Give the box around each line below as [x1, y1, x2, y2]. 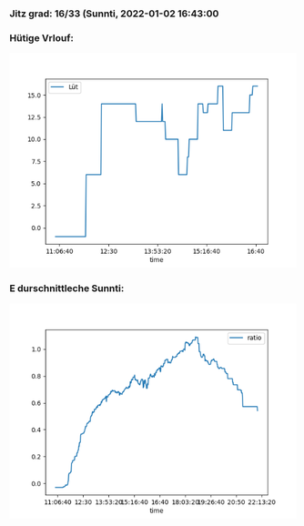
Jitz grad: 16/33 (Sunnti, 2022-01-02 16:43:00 [9, 7, 219, 20]
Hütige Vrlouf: [9, 31, 75, 44]
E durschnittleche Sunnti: [9, 282, 125, 295]
